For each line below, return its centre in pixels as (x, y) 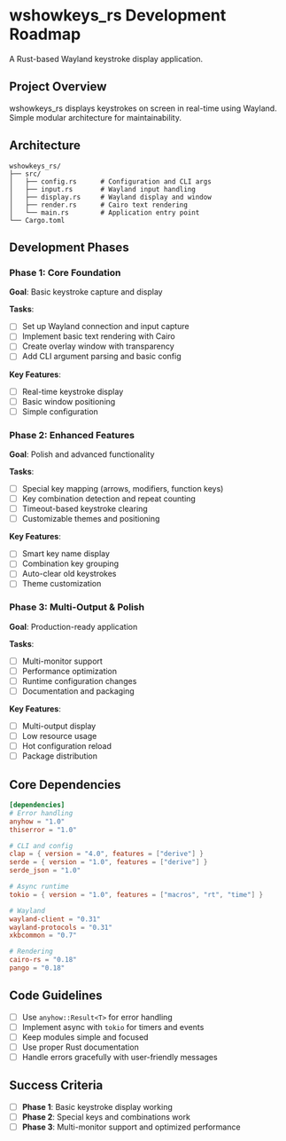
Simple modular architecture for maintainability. (95, 117)
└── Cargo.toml (37, 220)
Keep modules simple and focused (85, 1037)
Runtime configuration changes (79, 681)
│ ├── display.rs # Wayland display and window (111, 197)
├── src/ (25, 174)
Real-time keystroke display (73, 391)
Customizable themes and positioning (91, 519)
